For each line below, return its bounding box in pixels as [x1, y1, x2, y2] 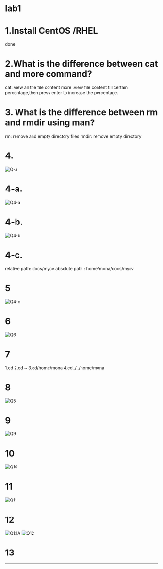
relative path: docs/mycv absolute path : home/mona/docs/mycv [5, 265, 134, 271]
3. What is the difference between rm [5, 107, 158, 118]
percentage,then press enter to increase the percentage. [5, 90, 119, 96]
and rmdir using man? [5, 117, 95, 128]
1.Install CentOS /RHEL [5, 25, 98, 36]
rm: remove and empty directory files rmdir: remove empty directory [5, 133, 142, 139]
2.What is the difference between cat [5, 58, 158, 69]
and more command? [5, 69, 92, 80]
